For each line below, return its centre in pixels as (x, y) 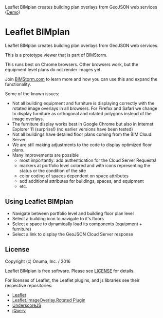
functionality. (18, 84)
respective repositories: (29, 285)
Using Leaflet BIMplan (39, 201)
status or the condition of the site (53, 170)
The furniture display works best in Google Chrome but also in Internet (83, 124)
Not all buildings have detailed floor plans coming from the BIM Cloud (82, 134)
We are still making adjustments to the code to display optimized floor (82, 145)
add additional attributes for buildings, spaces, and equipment (81, 181)
